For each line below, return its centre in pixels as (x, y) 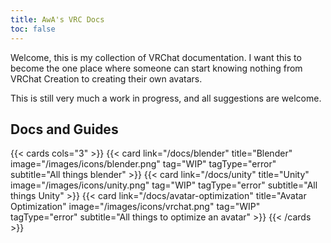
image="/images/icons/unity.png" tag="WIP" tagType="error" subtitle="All (164, 185)
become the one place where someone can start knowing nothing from (156, 68)
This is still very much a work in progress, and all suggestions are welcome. (166, 98)
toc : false (33, 29)
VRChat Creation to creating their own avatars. (106, 78)
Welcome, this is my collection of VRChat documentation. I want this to (156, 57)
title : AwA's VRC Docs (57, 19)
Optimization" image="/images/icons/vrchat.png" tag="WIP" (135, 207)
